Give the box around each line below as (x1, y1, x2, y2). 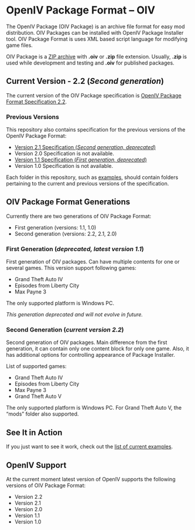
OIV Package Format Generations (6, 197, 131, 207)
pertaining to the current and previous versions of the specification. (6, 180, 169, 187)
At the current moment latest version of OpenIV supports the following (6, 476, 176, 483)
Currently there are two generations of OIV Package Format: (6, 212, 152, 220)
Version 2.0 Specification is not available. (14, 150, 114, 157)
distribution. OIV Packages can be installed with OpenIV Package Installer (6, 29, 184, 36)
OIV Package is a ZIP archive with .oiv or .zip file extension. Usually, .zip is (6, 53, 187, 60)
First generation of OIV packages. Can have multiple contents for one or (6, 258, 180, 265)
